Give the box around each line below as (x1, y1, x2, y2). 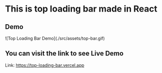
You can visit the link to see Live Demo (5, 49, 124, 58)
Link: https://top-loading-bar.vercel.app (5, 62, 85, 68)
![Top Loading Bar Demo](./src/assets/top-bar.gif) (5, 35, 105, 41)
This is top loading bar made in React (5, 3, 158, 15)
